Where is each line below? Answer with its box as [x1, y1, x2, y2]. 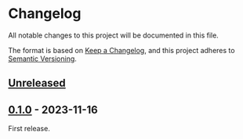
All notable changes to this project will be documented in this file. [8, 30, 219, 40]
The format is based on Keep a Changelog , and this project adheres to [8, 45, 235, 55]
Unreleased [8, 77, 67, 90]
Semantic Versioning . [8, 54, 77, 63]
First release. [8, 124, 51, 134]
